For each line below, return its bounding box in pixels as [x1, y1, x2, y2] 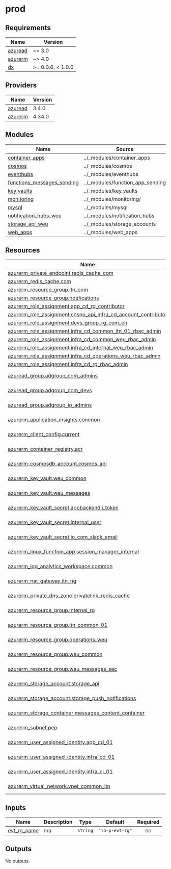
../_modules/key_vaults [83, 187, 138, 194]
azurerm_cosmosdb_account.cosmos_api [8, 460, 107, 467]
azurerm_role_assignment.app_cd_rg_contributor [8, 303, 125, 310]
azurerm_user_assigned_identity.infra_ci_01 [8, 768, 113, 775]
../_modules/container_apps [83, 154, 150, 161]
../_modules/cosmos [83, 162, 132, 169]
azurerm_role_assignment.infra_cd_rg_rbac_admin [8, 361, 128, 368]
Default [106, 819, 125, 826]
